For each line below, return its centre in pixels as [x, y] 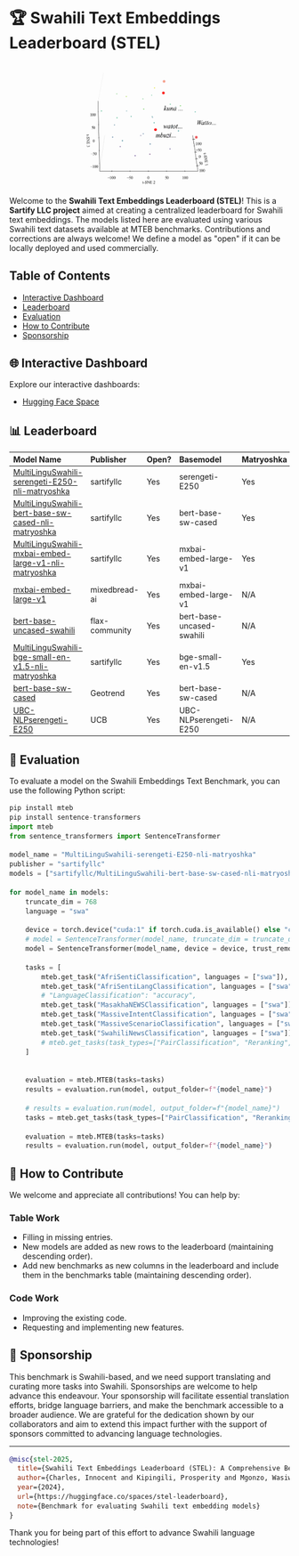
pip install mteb [41, 807]
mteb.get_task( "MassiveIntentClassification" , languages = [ [157, 1015]
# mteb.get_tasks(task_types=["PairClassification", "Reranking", [167, 1042]
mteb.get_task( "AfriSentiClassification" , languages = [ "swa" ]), [165, 977]
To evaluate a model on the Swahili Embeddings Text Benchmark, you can [145, 781]
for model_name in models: [59, 892]
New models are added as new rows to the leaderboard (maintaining [148, 1247]
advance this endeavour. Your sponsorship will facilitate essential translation [149, 1396]
